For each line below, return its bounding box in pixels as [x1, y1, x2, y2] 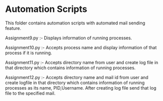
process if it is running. [5, 50, 52, 56]
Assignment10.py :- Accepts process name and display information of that [5, 44, 157, 50]
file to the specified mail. [5, 90, 56, 96]
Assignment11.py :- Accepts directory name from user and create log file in [5, 59, 159, 65]
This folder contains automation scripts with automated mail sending [5, 20, 146, 26]
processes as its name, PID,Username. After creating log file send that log [5, 85, 157, 91]
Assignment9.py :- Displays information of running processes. [5, 35, 132, 41]
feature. [5, 25, 21, 31]
